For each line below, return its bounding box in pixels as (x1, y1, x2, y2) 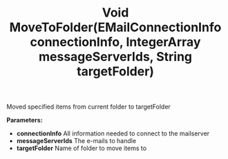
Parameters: (6, 116, 43, 124)
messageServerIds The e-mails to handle (16, 137, 136, 145)
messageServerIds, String (38, 49, 193, 65)
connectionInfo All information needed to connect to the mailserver (16, 129, 210, 138)
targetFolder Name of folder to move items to (16, 144, 146, 153)
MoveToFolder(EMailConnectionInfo (9, 19, 222, 35)
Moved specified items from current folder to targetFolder (6, 102, 171, 111)
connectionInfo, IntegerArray (30, 35, 201, 50)
